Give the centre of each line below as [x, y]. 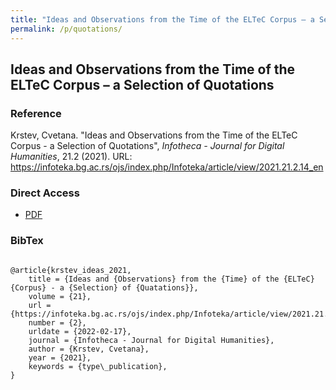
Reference [36, 113]
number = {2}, [57, 322]
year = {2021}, [60, 357]
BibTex [27, 241]
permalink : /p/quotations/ [66, 29]
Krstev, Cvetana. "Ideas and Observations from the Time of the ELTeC [154, 135]
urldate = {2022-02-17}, [80, 331]
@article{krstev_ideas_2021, [71, 270]
